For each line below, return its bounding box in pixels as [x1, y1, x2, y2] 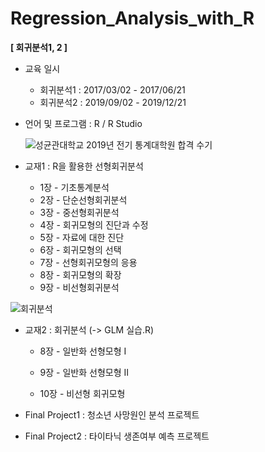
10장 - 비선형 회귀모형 [39, 387, 126, 399]
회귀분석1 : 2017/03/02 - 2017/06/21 [39, 83, 186, 96]
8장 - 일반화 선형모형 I [39, 345, 127, 357]
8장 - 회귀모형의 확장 [39, 268, 122, 281]
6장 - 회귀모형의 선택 [39, 243, 122, 256]
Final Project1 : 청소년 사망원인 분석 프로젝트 [24, 408, 200, 421]
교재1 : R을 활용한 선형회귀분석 [24, 160, 144, 172]
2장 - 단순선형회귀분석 [39, 193, 128, 206]
